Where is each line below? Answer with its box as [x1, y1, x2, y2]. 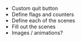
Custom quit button [11, 5, 58, 12]
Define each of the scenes [11, 17, 76, 24]
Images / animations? [11, 29, 63, 36]
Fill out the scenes [11, 23, 56, 30]
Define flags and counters [11, 11, 75, 18]
